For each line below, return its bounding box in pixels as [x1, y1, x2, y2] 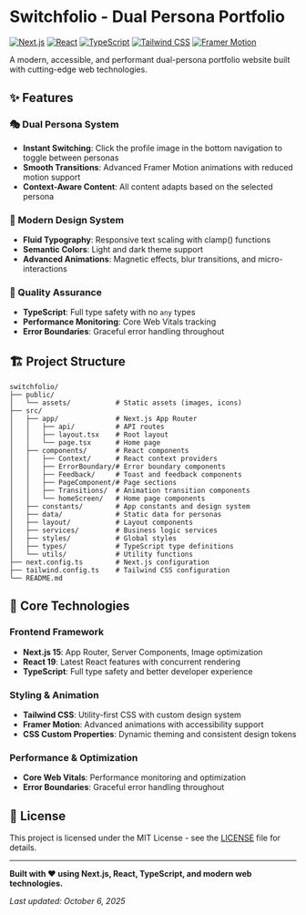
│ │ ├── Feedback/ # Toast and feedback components [9, 470, 243, 479]
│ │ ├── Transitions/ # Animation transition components [9, 486, 250, 496]
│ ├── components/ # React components [9, 447, 189, 456]
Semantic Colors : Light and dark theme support [22, 243, 203, 254]
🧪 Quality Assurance [9, 285, 102, 298]
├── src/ [9, 406, 43, 416]
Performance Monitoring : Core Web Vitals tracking [22, 316, 217, 327]
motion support [22, 171, 81, 182]
